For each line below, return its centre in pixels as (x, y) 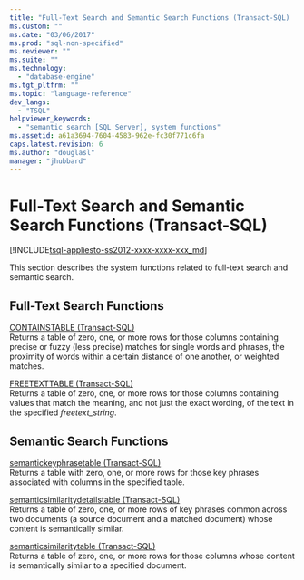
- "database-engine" (56, 77)
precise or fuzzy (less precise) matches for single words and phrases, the (147, 347)
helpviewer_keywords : (50, 119)
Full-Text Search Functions (87, 306)
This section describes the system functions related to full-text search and (149, 267)
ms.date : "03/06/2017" (52, 34)
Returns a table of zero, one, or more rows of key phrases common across (148, 509)
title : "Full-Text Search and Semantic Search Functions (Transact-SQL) (150, 18)
